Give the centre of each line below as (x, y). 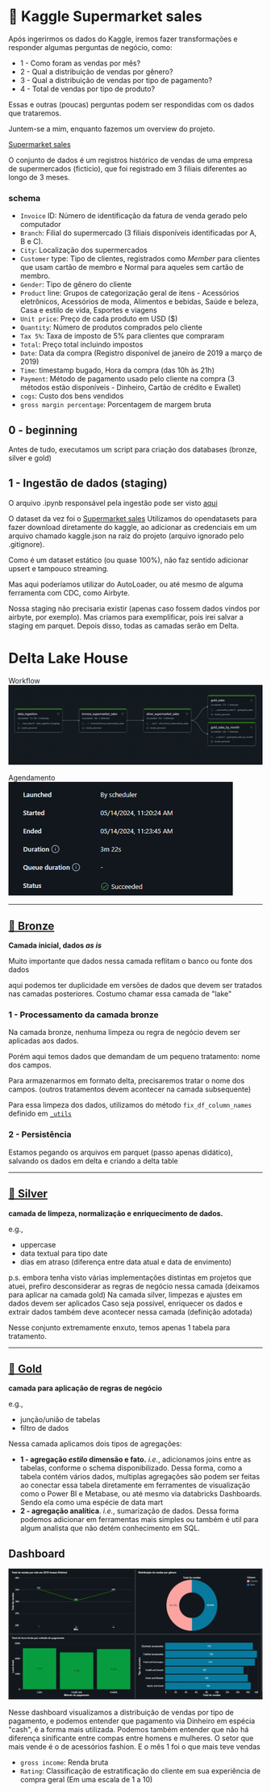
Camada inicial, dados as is (55, 945)
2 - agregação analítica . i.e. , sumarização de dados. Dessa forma (129, 1511)
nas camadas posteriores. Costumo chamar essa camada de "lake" (120, 994)
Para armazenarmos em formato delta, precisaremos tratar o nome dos (127, 1081)
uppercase (38, 1244)
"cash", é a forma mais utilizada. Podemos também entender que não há (129, 1729)
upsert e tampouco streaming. (58, 568)
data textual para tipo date (64, 1253)
